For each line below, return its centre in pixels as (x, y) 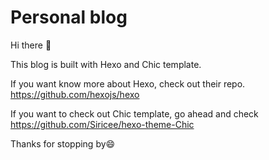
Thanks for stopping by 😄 (63, 143)
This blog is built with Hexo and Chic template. (106, 64)
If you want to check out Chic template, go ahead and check (134, 113)
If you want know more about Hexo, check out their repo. (128, 83)
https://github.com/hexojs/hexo (75, 94)
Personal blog (69, 17)
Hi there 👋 (31, 45)
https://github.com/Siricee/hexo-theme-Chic (102, 124)
